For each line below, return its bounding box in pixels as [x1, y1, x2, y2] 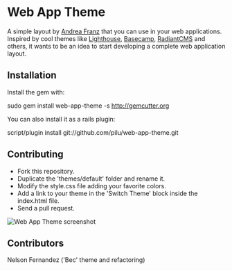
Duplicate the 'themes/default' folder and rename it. [17, 174, 166, 183]
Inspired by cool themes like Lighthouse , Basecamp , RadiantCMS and [7, 34, 206, 42]
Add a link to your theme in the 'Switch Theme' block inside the [17, 189, 198, 197]
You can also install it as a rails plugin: [7, 115, 116, 123]
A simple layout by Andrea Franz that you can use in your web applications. [7, 27, 222, 35]
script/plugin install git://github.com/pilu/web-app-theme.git [7, 128, 179, 136]
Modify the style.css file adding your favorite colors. [17, 181, 166, 190]
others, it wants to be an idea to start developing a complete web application [7, 42, 226, 50]
